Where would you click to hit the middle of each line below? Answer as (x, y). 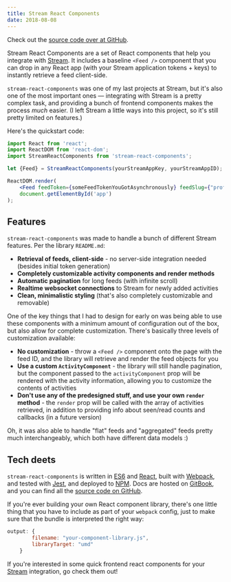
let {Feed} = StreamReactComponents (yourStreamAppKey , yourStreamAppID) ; (115, 169)
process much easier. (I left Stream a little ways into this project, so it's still (113, 110)
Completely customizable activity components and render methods (116, 273)
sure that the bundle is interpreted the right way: (76, 519)
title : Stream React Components (53, 13)
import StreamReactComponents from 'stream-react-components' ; (100, 156)
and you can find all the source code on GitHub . (75, 491)
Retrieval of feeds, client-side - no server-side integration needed (111, 259)
